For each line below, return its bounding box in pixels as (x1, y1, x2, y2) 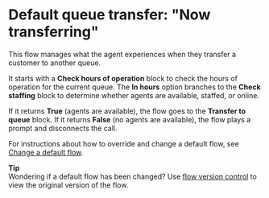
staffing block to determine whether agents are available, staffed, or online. (8, 90, 260, 100)
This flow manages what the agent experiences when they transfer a (8, 49, 236, 59)
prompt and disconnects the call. (8, 123, 118, 133)
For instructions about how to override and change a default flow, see (8, 138, 239, 148)
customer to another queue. (8, 58, 101, 68)
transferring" (8, 23, 99, 41)
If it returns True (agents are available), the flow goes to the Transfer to (8, 106, 246, 116)
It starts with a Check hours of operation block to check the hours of (8, 73, 238, 83)
